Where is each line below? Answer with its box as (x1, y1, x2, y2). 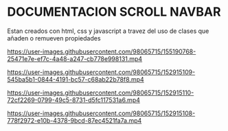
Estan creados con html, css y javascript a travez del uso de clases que (7, 27, 209, 35)
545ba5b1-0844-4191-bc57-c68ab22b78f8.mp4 (7, 75, 144, 83)
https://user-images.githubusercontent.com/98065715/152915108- (7, 109, 196, 117)
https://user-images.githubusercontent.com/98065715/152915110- (7, 88, 194, 97)
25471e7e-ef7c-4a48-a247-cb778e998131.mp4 (7, 54, 143, 62)
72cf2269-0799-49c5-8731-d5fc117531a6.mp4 (7, 95, 141, 104)
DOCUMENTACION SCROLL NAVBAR (7, 4, 221, 20)
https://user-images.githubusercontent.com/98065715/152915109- (7, 68, 196, 76)
